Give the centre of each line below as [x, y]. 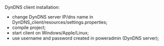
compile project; [29, 27]
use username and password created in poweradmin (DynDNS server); [86, 38]
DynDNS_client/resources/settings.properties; [60, 22]
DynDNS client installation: [32, 7]
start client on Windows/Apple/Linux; [50, 33]
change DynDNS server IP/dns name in [53, 17]
